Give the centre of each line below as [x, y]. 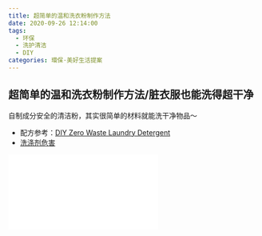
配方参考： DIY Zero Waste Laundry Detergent [95, 132]
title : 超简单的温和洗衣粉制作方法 [60, 16]
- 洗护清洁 [31, 46]
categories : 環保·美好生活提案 [56, 61]
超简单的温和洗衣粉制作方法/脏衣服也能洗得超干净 [131, 95]
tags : [17, 30]
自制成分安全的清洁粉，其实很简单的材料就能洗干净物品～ [103, 115]
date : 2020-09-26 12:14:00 [53, 23]
